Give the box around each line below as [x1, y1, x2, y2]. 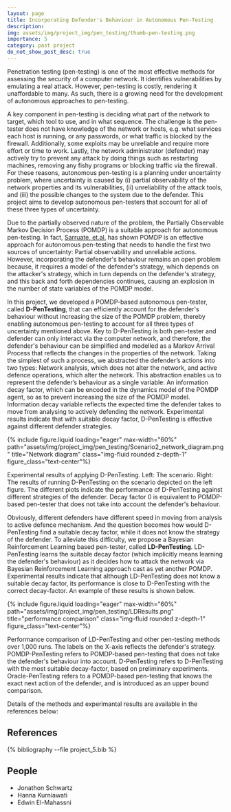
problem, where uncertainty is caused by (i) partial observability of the [7, 176, 207, 184]
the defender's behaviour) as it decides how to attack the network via [7, 557, 204, 565]
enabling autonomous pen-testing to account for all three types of [7, 320, 195, 328]
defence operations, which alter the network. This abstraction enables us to [7, 371, 222, 379]
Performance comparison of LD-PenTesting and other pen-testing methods [7, 635, 221, 643]
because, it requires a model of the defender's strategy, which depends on [7, 262, 219, 271]
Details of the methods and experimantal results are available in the [7, 700, 198, 708]
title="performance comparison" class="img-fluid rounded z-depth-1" [7, 614, 206, 623]
